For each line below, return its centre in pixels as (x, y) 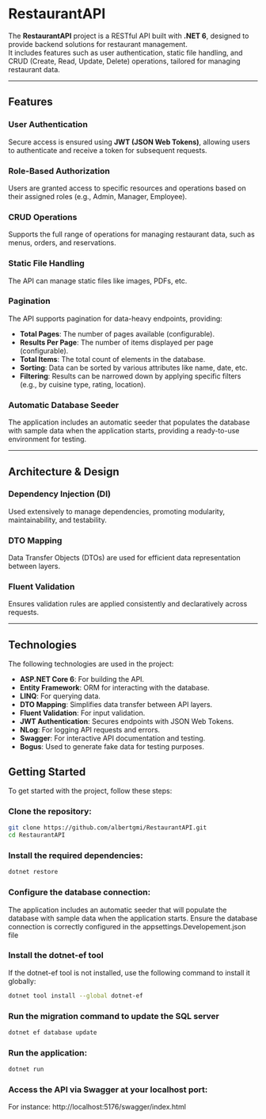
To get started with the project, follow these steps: (90, 791)
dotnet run (26, 1069)
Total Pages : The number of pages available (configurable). (117, 333)
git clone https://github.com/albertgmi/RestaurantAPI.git (108, 828)
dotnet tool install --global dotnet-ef (76, 996)
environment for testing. (47, 439)
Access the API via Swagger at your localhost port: (108, 1090)
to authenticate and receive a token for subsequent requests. (108, 150)
